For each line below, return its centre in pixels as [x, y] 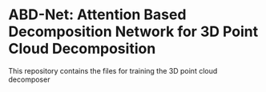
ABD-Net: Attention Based [97, 15]
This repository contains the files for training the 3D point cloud [113, 70]
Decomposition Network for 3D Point [133, 32]
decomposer [29, 79]
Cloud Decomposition [82, 49]
